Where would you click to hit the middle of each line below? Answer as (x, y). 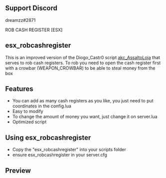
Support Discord (31, 8)
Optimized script (29, 122)
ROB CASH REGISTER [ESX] (34, 30)
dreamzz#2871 (20, 20)
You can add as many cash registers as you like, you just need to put (83, 101)
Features (19, 89)
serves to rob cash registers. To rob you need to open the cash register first (83, 63)
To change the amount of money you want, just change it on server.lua (85, 117)
